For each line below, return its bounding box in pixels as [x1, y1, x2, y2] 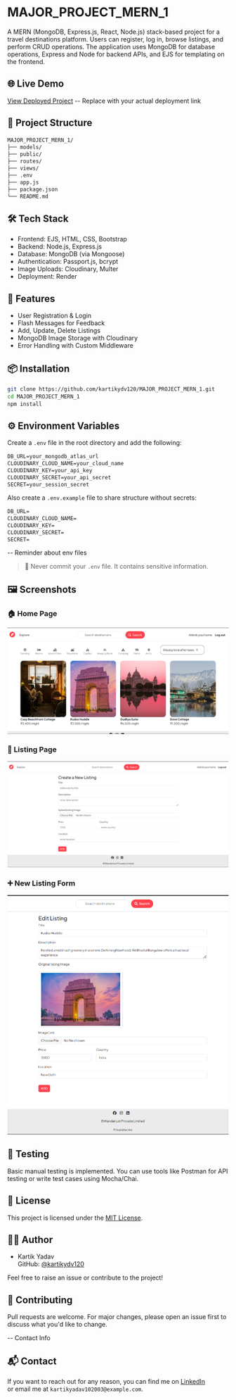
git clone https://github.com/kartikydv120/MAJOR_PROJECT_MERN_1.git [7, 386, 216, 393]
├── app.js [7, 179, 39, 186]
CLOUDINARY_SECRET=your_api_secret [7, 474, 112, 481]
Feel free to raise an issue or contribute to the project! [7, 1273, 164, 1282]
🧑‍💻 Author [7, 1233, 53, 1246]
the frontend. [7, 57, 46, 65]
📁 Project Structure [7, 117, 93, 129]
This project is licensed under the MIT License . [7, 1213, 143, 1222]
